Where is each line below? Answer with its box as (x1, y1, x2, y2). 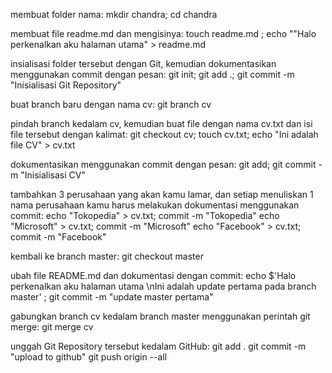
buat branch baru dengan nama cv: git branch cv (10, 99, 212, 110)
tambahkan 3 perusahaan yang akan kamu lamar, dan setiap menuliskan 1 (10, 189, 314, 200)
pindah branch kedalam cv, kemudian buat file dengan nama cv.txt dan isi (10, 118, 313, 129)
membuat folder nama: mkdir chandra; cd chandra (10, 9, 218, 20)
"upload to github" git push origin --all (10, 351, 168, 363)
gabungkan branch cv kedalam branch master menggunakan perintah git (10, 310, 311, 322)
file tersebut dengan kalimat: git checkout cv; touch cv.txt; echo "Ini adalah (10, 129, 319, 140)
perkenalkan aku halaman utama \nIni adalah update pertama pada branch (10, 280, 317, 292)
